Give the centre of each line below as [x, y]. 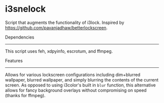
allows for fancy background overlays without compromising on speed [76, 90]
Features [14, 61]
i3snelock [25, 9]
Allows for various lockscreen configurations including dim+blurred [73, 75]
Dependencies [20, 37]
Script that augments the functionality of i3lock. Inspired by [65, 22]
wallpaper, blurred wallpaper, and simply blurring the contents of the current [82, 80]
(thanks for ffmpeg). [25, 95]
